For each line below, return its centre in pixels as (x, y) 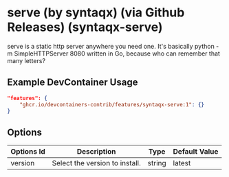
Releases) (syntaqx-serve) (85, 27)
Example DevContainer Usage (73, 83)
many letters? (26, 60)
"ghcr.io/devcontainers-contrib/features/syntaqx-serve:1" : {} (112, 104)
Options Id (28, 152)
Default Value (196, 152)
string (157, 163)
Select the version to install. (96, 163)
